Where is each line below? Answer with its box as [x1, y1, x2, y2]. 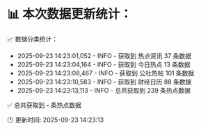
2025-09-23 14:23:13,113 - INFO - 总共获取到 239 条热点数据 [17, 86, 191, 94]
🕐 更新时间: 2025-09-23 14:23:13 [7, 115, 104, 124]
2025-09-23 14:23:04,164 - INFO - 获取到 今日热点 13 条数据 [17, 60, 191, 68]
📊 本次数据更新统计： [7, 6, 132, 22]
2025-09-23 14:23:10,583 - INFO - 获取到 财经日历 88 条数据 [17, 77, 192, 86]
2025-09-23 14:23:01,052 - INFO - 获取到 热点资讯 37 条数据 [17, 51, 192, 59]
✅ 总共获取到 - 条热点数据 [7, 101, 82, 109]
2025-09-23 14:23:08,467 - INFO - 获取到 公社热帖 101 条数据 [17, 68, 195, 77]
